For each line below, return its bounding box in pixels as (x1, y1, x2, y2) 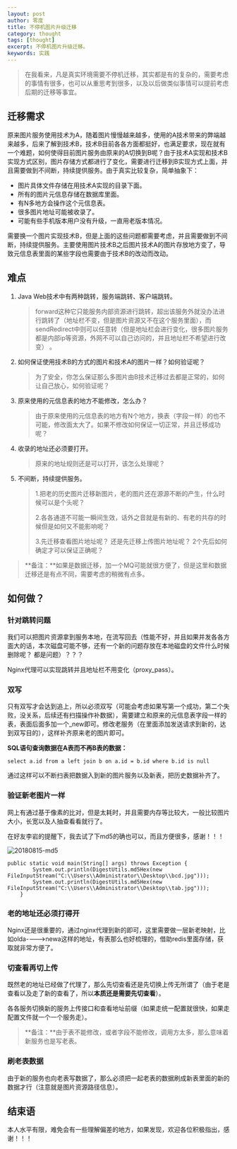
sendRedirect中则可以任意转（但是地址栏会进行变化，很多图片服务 (35, 325, 229, 333)
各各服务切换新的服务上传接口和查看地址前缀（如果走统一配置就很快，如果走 (7, 1004, 230, 1012)
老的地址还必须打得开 (7, 908, 80, 918)
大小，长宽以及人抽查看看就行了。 (7, 816, 107, 825)
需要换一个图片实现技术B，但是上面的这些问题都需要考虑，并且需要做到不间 (7, 231, 228, 240)
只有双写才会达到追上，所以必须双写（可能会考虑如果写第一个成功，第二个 (7, 702, 224, 711)
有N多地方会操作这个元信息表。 (17, 199, 109, 207)
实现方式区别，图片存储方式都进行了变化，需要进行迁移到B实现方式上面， (7, 157, 222, 166)
